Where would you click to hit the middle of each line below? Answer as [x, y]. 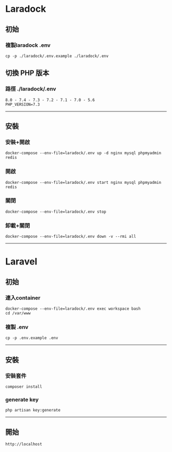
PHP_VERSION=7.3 [23, 104]
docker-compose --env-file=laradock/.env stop [56, 212]
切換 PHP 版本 [27, 73]
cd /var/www [18, 313]
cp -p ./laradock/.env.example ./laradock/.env [57, 56]
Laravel [21, 262]
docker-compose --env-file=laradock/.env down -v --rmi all [71, 237]
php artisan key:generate [33, 410]
